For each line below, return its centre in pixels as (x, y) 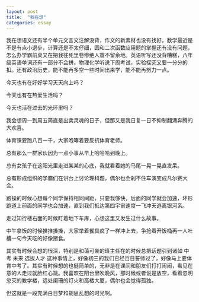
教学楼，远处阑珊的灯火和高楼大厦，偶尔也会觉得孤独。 (89, 281)
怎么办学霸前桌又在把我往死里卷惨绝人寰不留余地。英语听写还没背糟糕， (94, 55)
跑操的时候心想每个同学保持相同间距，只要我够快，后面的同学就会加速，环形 (99, 198)
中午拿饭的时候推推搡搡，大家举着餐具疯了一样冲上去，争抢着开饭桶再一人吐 (99, 231)
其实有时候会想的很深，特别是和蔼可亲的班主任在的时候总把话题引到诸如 (94, 251)
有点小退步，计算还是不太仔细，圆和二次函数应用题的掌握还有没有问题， (105, 47)
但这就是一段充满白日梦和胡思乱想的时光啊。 (61, 293)
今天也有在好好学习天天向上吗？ (45, 82)
